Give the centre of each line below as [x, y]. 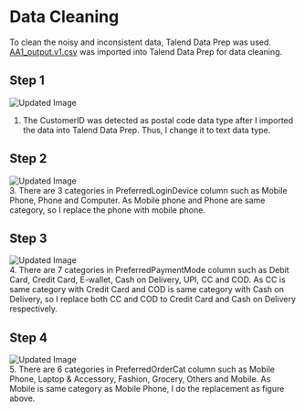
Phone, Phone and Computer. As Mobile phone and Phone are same [137, 200]
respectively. [33, 309]
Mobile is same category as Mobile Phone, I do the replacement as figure [147, 389]
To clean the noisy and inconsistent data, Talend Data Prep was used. [141, 42]
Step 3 [28, 238]
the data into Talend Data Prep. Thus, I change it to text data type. [147, 130]
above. [22, 398]
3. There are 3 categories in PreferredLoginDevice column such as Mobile [148, 190]
